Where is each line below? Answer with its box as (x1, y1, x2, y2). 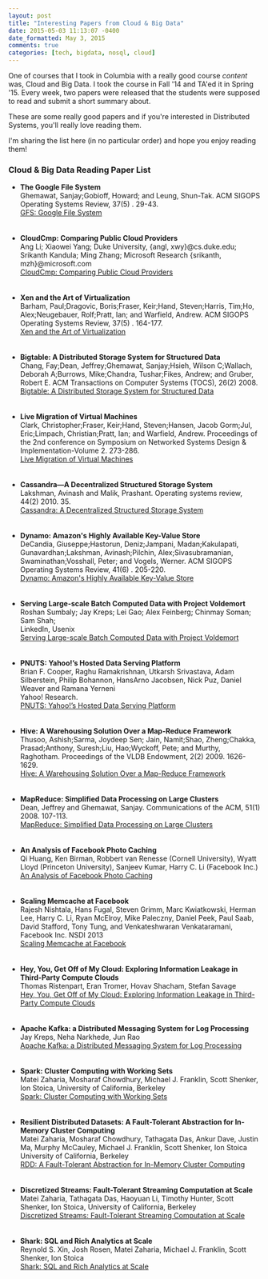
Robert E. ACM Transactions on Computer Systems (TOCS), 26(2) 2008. (19, 378, 258, 388)
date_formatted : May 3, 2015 (8, 34, 106, 42)
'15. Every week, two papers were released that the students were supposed (8, 88, 261, 97)
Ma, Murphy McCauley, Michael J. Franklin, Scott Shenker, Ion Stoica (19, 1143, 248, 1153)
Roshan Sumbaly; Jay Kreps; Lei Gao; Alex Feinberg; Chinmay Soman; (19, 607, 252, 617)
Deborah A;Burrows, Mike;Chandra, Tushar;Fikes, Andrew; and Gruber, (19, 370, 254, 379)
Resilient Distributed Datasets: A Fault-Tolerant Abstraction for (19, 1117, 234, 1127)
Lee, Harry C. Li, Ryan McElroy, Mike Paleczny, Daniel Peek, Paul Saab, (19, 913, 254, 923)
